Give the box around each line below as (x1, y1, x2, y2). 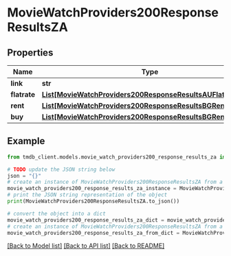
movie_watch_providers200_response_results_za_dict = (7, 216, 165, 224)
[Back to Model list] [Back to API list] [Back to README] (7, 242, 165, 250)
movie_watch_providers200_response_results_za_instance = (7, 185, 177, 192)
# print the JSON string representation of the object (7, 191, 168, 198)
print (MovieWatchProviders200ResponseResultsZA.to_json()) (7, 198, 180, 205)
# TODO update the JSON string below (7, 166, 115, 173)
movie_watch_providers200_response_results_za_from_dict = (7, 229, 180, 236)
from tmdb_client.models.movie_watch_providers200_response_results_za (7, 153, 217, 161)
